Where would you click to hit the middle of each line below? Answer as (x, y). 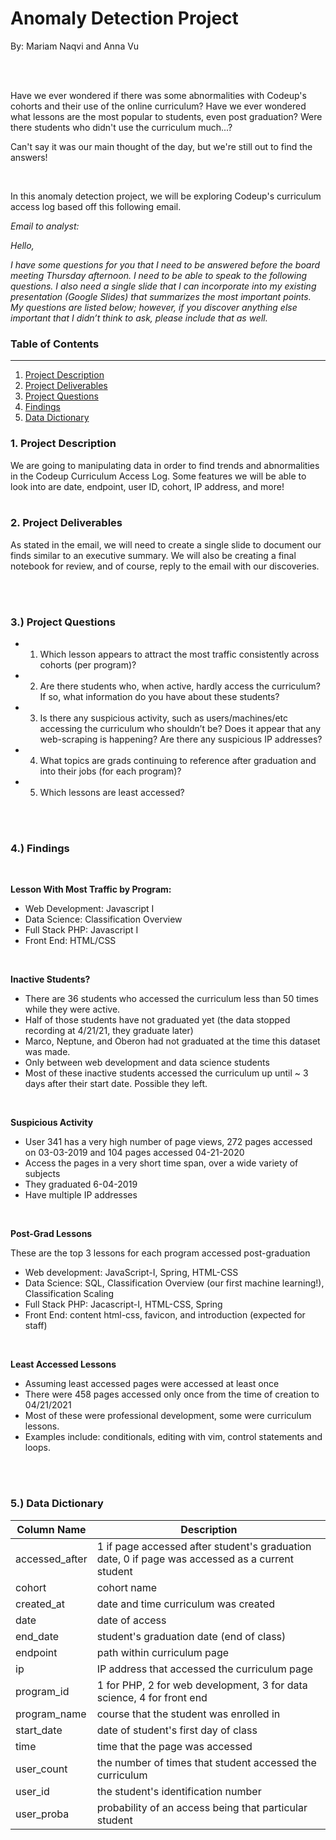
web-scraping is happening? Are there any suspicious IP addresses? (181, 739)
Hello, (22, 245)
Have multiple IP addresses (81, 1195)
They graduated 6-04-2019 (81, 1184)
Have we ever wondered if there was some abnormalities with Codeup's (158, 95)
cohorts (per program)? (88, 665)
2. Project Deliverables (66, 523)
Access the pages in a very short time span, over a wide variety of (161, 1163)
